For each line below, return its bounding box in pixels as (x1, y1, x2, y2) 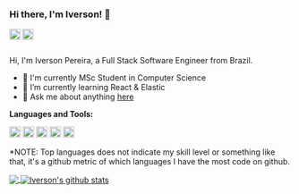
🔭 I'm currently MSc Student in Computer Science (21, 72, 207, 83)
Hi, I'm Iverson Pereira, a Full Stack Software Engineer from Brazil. (9, 55, 253, 66)
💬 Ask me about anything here (21, 91, 134, 102)
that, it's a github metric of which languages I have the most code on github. (9, 156, 291, 167)
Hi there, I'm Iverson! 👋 (9, 8, 111, 21)
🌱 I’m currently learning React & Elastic (21, 82, 166, 93)
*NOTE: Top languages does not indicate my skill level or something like (9, 147, 276, 157)
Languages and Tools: (9, 109, 94, 120)
